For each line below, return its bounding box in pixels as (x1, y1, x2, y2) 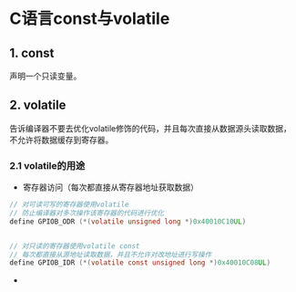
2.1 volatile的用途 (9, 159, 86, 172)
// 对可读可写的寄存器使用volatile (9, 200, 129, 210)
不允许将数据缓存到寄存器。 (9, 134, 114, 145)
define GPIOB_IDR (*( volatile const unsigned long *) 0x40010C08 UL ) (9, 258, 271, 267)
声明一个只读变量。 (9, 70, 82, 81)
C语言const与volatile (9, 8, 170, 29)
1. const (9, 45, 55, 60)
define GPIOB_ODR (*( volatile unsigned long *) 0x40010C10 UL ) (9, 216, 247, 226)
